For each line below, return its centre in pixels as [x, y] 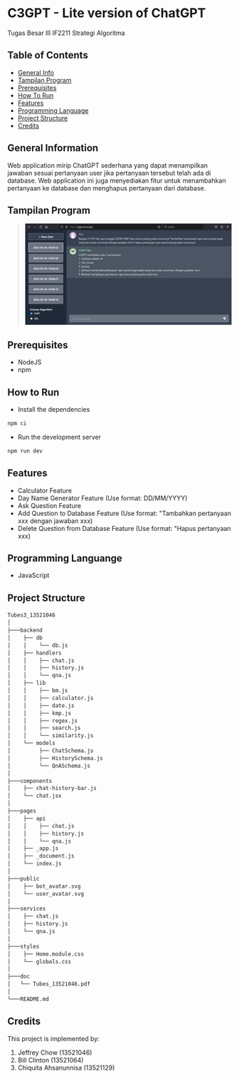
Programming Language [53, 110]
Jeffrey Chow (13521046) [55, 1052]
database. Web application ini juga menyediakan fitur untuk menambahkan [117, 181]
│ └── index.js [34, 864]
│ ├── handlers [34, 653]
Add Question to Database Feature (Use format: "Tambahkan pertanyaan [124, 513]
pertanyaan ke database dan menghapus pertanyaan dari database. [107, 188]
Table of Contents [48, 55]
